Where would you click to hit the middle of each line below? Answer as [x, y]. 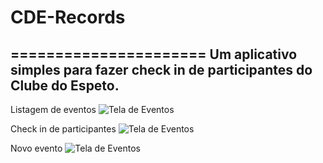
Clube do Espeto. [65, 85]
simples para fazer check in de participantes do [161, 69]
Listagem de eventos [53, 109]
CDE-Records [68, 17]
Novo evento [36, 148]
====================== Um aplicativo [154, 54]
